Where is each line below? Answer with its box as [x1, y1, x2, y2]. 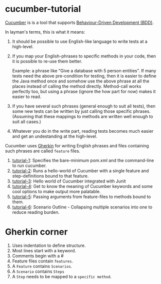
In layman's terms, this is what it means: [5, 29, 85, 35]
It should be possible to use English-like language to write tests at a [12, 38, 147, 44]
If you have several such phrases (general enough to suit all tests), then [12, 103, 156, 109]
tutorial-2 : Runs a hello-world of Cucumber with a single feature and [12, 167, 149, 174]
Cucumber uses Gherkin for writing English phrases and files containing [5, 142, 149, 148]
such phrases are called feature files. [5, 148, 80, 154]
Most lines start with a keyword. [12, 247, 76, 253]
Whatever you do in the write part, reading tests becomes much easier [12, 128, 154, 134]
